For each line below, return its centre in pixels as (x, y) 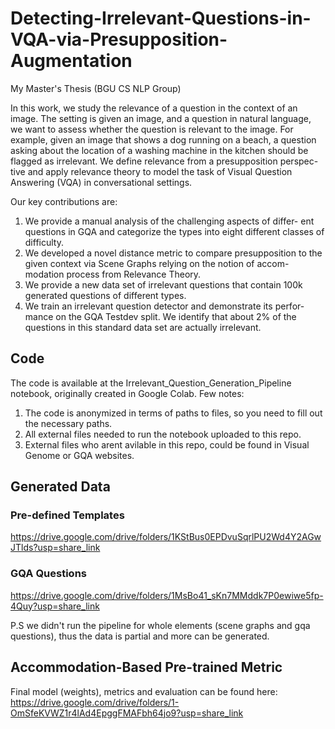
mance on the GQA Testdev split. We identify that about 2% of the (160, 316)
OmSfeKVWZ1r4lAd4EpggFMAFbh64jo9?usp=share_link (127, 713)
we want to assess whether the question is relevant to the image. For (152, 129)
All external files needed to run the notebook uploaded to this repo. (163, 434)
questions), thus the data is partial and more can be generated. (140, 636)
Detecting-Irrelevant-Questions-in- (161, 18)
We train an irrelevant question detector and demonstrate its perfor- (164, 306)
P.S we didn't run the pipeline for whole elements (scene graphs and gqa (160, 625)
